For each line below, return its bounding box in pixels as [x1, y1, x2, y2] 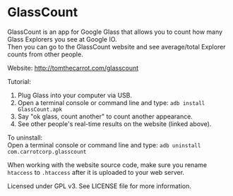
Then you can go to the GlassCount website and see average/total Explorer [7, 42, 226, 51]
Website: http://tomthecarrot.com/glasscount [7, 63, 139, 72]
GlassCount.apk [17, 106, 63, 113]
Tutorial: [7, 77, 32, 85]
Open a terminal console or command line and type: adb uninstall [7, 140, 201, 149]
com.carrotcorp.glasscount [7, 148, 87, 155]
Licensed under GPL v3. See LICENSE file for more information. [7, 181, 192, 190]
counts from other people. [7, 50, 83, 59]
